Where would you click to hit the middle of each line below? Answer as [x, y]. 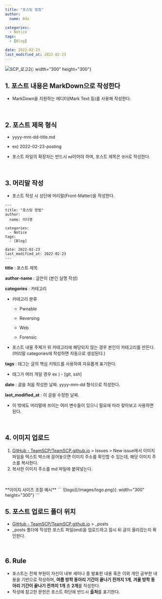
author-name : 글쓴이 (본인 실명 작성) [41, 278]
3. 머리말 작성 [24, 183]
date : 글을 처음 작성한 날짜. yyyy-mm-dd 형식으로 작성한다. [63, 385]
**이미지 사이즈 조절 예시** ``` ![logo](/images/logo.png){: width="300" [75, 489]
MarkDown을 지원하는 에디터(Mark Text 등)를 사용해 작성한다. [72, 99]
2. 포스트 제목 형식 [31, 125]
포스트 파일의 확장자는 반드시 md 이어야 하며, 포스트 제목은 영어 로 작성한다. [81, 156]
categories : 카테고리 [26, 288]
